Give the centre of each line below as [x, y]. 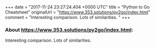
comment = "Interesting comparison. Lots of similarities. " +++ [68, 17]
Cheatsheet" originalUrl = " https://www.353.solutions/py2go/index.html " [78, 12]
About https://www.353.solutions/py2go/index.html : [69, 30]
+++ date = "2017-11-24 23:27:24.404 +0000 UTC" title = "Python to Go [77, 7]
